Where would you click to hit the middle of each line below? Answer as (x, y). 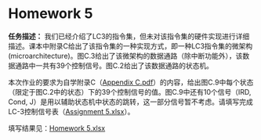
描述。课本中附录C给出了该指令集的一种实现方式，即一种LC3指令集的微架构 (130, 46)
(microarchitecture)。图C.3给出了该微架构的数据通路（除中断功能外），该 (125, 56)
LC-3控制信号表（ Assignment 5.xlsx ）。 (71, 111)
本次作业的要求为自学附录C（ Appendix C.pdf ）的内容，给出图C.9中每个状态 (131, 82)
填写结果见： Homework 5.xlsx (57, 128)
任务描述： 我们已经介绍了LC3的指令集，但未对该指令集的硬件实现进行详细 (129, 36)
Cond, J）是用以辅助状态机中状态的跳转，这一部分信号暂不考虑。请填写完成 (130, 102)
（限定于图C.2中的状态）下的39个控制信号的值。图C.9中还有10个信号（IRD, (130, 92)
